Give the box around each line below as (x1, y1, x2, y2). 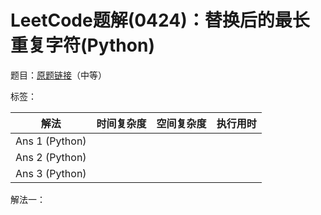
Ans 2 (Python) (15, 150, 87, 164)
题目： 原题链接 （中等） (10, 69, 107, 81)
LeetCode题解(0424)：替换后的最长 (10, 9, 310, 32)
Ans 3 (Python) (15, 166, 87, 180)
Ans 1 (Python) (15, 134, 87, 148)
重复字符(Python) (10, 34, 155, 57)
